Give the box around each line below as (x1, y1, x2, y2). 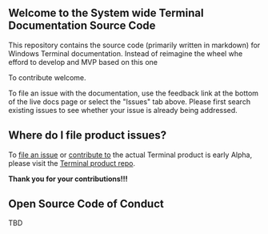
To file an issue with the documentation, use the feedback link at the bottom (8, 88, 258, 98)
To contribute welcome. (8, 72, 86, 83)
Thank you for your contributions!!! (8, 174, 128, 184)
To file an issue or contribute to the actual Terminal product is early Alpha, (8, 150, 253, 159)
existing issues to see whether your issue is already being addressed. (8, 105, 238, 115)
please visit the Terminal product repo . (8, 158, 136, 167)
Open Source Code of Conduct (8, 197, 164, 211)
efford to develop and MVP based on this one (8, 57, 158, 67)
